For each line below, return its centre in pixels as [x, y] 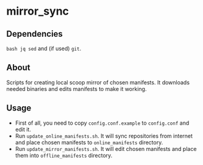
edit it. [23, 129]
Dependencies [34, 34]
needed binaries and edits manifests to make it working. [77, 89]
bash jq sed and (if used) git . [44, 48]
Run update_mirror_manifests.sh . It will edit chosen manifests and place [106, 148]
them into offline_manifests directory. [64, 155]
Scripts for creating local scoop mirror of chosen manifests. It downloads [98, 82]
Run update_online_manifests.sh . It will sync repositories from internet [104, 136]
